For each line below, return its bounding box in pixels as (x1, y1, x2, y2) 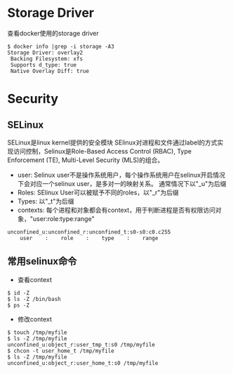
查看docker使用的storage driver (7, 29, 100, 37)
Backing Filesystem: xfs (10, 55, 83, 62)
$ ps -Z (7, 302, 30, 309)
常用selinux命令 (7, 255, 77, 267)
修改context (17, 314, 53, 323)
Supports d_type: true (10, 61, 77, 68)
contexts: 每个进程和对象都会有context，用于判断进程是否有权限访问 (17, 206, 215, 214)
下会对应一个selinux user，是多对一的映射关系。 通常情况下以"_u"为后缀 (17, 179, 227, 187)
